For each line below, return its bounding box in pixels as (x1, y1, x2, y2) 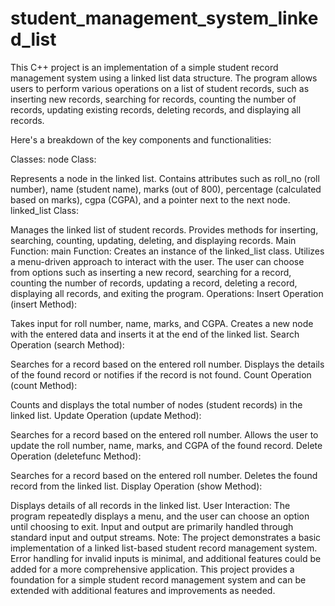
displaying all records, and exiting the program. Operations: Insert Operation (10, 287, 324, 299)
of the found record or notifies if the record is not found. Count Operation (10, 368, 312, 381)
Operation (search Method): (10, 338, 125, 351)
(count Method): (10, 379, 78, 391)
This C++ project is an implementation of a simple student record (10, 61, 279, 73)
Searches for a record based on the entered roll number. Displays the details (10, 358, 325, 370)
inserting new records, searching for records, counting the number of (10, 93, 297, 105)
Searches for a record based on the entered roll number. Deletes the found (10, 469, 318, 481)
